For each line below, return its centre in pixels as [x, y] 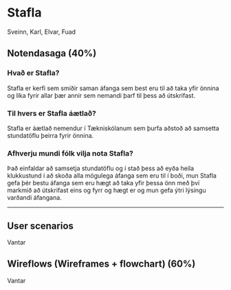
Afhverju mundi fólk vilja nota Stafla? [70, 153]
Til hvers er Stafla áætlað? [52, 113]
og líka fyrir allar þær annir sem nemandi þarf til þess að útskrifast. [101, 95]
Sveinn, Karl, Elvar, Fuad [42, 32]
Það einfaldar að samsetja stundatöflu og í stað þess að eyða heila [101, 168]
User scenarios [41, 226]
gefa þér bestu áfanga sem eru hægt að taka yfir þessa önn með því [103, 183]
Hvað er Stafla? [33, 73]
